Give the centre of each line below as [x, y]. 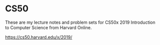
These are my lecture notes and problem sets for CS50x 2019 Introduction [80, 22]
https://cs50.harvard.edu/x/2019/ [39, 37]
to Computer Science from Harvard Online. [48, 27]
